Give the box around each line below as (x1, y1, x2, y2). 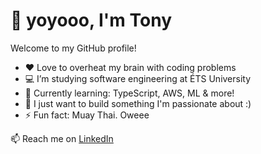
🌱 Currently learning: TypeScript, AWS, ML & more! (24, 87, 235, 99)
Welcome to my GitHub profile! (10, 42, 137, 54)
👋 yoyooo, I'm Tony (10, 9, 173, 32)
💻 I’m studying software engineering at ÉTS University (24, 72, 252, 84)
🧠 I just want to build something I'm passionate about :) (24, 97, 252, 109)
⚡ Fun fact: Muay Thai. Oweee (24, 109, 150, 121)
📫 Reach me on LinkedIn (10, 132, 114, 144)
